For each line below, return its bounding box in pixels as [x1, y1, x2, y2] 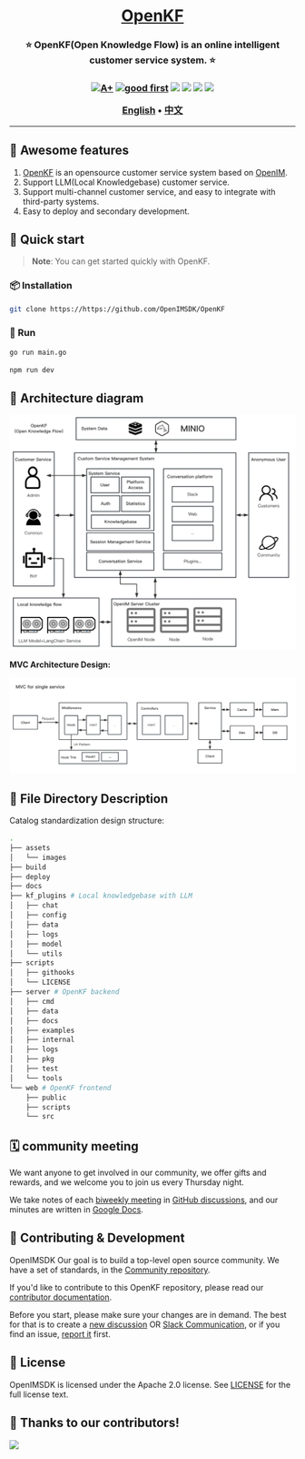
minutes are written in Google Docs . [9, 1204, 143, 1215]
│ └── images [9, 853, 67, 862]
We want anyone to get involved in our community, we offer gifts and [9, 1167, 267, 1179]
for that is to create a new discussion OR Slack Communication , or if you [9, 1319, 280, 1330]
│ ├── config [9, 911, 67, 920]
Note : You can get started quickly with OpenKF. [31, 256, 211, 267]
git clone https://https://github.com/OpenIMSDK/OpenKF [9, 304, 225, 314]
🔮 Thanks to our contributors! [9, 1415, 180, 1431]
